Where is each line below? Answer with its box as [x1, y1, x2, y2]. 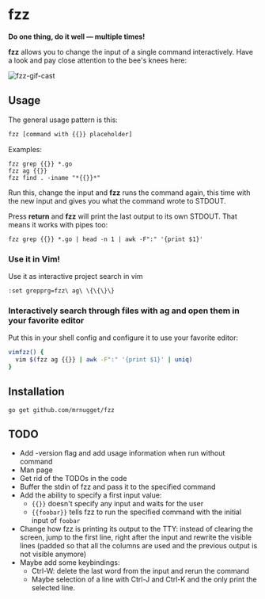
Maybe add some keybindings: [19, 558, 120, 567]
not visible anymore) [19, 549, 87, 559]
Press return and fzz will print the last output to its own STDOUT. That [8, 212, 237, 221]
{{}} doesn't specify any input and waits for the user [31, 499, 204, 509]
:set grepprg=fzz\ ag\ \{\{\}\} [8, 287, 115, 295]
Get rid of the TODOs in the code [19, 474, 127, 483]
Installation [8, 385, 65, 399]
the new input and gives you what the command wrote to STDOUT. [8, 196, 227, 205]
